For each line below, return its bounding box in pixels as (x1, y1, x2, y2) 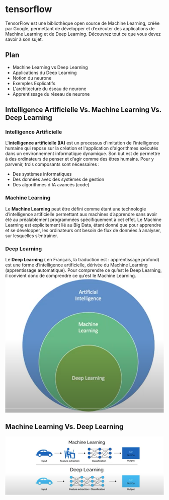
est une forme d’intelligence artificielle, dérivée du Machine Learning (5, 262, 148, 268)
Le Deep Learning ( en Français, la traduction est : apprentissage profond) (5, 257, 159, 263)
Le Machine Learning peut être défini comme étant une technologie (5, 205, 146, 212)
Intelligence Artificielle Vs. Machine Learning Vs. (5, 106, 162, 114)
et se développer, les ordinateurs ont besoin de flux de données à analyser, (5, 227, 161, 233)
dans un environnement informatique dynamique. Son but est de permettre (5, 151, 160, 157)
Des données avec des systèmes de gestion (12, 176, 105, 182)
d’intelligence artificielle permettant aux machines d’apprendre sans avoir (5, 211, 157, 217)
